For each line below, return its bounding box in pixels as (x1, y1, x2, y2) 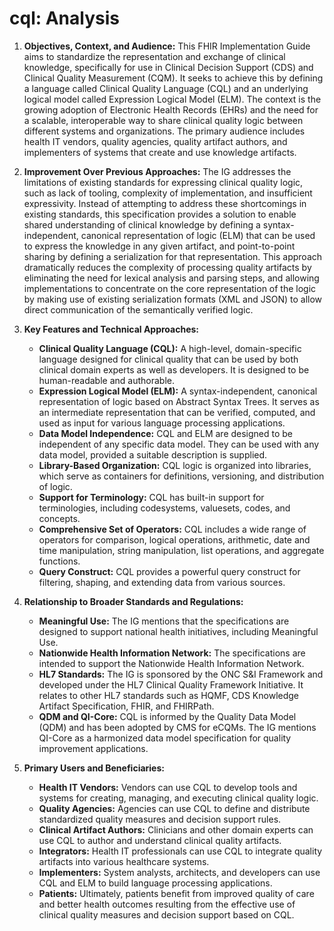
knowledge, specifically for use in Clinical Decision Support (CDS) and (23, 61, 314, 73)
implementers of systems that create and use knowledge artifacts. (23, 146, 297, 158)
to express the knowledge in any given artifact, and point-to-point (23, 240, 296, 252)
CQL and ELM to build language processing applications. (38, 877, 273, 889)
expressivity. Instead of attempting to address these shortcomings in (23, 197, 307, 209)
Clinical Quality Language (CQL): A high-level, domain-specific (38, 342, 302, 354)
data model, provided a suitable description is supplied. (38, 448, 268, 461)
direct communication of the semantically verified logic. (23, 303, 254, 316)
